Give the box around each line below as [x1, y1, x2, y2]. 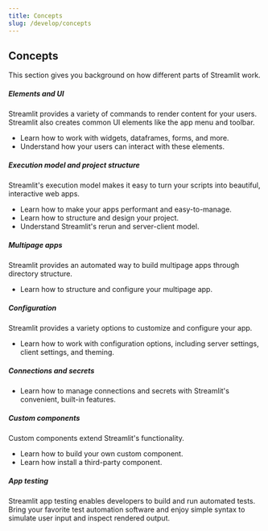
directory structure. [8, 269, 72, 278]
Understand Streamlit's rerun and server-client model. [19, 222, 200, 232]
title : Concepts [8, 11, 63, 20]
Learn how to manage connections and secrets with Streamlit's [19, 386, 229, 396]
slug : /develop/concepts [8, 19, 92, 27]
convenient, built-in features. [19, 395, 117, 405]
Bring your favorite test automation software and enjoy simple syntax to [8, 504, 245, 515]
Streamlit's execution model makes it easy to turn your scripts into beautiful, [8, 180, 261, 190]
